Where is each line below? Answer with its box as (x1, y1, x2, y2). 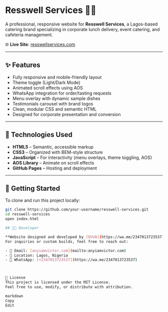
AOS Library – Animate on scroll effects (12, 159, 94, 165)
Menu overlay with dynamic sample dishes (12, 95, 100, 101)
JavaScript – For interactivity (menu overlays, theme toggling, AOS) (12, 154, 152, 160)
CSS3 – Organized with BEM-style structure (12, 149, 103, 155)
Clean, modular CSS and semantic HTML (12, 106, 97, 112)
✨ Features (5, 61, 40, 69)
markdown (5, 293, 23, 298)
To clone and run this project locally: (5, 197, 80, 203)
